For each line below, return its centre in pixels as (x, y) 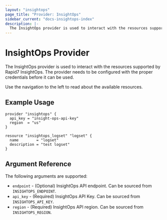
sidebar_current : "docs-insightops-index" (50, 19)
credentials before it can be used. (40, 77)
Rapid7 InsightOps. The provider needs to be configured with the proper (79, 72)
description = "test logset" (40, 144)
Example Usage (30, 103)
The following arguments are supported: (46, 176)
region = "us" (25, 122)
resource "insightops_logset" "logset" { (49, 136)
